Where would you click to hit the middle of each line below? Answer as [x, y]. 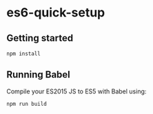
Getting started [40, 38]
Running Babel [38, 75]
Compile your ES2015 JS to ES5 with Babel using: [76, 91]
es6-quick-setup [56, 13]
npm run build [27, 104]
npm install [23, 54]
